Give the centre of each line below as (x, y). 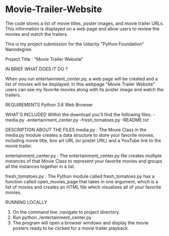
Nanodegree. (19, 49)
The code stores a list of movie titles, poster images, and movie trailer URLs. (85, 23)
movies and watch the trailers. (37, 34)
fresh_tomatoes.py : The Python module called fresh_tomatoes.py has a (80, 176)
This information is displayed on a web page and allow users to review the (82, 28)
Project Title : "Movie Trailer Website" (44, 59)
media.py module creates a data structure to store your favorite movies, (80, 135)
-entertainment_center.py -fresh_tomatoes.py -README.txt (87, 120)
